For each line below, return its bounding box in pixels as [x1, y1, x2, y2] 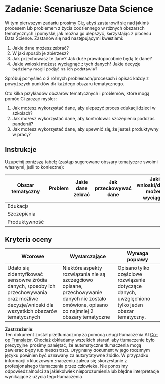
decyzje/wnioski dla [7, 301, 54, 308]
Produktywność [7, 218, 44, 225]
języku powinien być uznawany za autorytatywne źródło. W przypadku [5, 352, 149, 358]
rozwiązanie [117, 277, 146, 283]
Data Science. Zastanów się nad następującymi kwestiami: [5, 35, 124, 41]
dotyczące [117, 282, 142, 289]
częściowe [117, 270, 142, 277]
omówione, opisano [62, 301, 108, 308]
